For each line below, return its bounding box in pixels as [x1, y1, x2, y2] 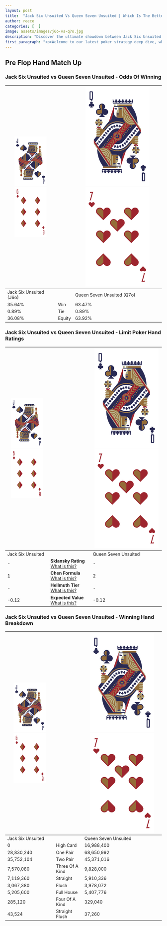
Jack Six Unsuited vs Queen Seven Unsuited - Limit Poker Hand [5, 329, 162, 336]
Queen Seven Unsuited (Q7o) [75, 292, 136, 298]
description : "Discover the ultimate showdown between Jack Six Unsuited [5, 34, 162, 39]
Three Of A [56, 863, 79, 869]
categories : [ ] [5, 24, 41, 29]
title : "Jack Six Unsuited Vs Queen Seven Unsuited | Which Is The [5, 13, 150, 18]
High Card [56, 842, 77, 848]
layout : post [5, 8, 32, 13]
